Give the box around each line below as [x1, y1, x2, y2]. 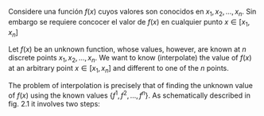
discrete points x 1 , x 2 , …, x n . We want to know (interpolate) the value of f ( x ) [8, 53, 252, 64]
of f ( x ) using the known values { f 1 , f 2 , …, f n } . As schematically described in [8, 89, 250, 100]
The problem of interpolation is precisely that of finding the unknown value [8, 80, 253, 90]
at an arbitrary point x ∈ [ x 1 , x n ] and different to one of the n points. [8, 64, 229, 75]
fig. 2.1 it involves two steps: [8, 99, 101, 108]
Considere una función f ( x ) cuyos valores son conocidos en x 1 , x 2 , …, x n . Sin [8, 7, 257, 18]
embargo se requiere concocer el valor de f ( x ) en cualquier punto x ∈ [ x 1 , [8, 17, 250, 29]
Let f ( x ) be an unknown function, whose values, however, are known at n [8, 44, 247, 54]
